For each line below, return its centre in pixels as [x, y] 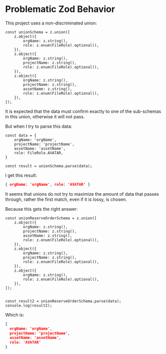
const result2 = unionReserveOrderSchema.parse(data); [63, 301]
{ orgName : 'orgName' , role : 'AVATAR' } [48, 184]
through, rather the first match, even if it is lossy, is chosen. [66, 199]
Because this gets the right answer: [42, 209]
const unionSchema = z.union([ [38, 32]
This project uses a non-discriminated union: [51, 23]
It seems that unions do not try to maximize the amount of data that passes [82, 194]
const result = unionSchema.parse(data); [49, 166]
